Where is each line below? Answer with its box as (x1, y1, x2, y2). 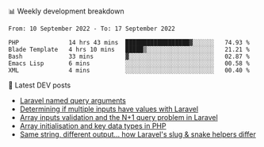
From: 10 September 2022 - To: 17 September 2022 (8, 25, 176, 33)
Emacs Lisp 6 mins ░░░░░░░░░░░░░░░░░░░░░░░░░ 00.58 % (8, 60, 250, 68)
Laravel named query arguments (19, 96, 127, 105)
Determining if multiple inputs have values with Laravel (19, 104, 199, 114)
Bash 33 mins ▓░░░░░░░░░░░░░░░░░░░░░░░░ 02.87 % (8, 52, 250, 60)
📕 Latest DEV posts (8, 80, 71, 90)
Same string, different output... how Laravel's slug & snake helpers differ (19, 130, 256, 139)
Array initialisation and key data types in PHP (19, 122, 166, 130)
